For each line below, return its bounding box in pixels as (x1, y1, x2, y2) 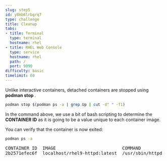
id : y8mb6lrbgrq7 (5, 12, 42, 17)
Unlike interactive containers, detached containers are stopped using (5, 87, 149, 93)
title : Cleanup (5, 21, 37, 27)
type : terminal (10, 36, 42, 41)
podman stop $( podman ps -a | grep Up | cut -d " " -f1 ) (5, 102, 125, 107)
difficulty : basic (5, 69, 44, 74)
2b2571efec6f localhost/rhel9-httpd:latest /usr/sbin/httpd (5, 150, 162, 156)
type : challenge (5, 17, 39, 22)
